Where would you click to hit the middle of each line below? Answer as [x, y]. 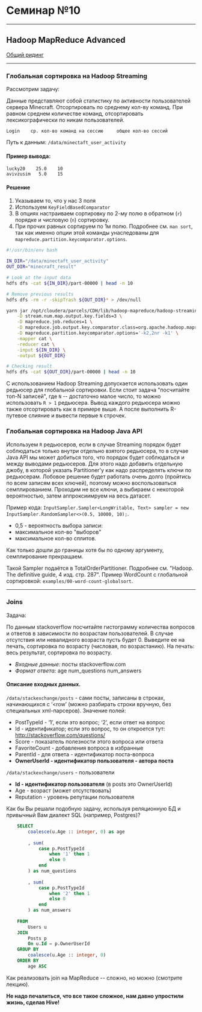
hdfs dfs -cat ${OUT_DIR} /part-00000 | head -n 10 [71, 372]
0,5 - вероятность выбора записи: [59, 525]
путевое [17, 416]
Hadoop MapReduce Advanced [66, 40]
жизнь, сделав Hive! [33, 1002]
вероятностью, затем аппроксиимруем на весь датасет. [79, 496]
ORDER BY [28, 961]
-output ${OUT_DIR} [41, 356]
